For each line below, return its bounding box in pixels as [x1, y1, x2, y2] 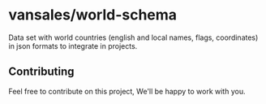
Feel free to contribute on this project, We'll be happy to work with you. [8, 86, 246, 96]
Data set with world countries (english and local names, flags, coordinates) [8, 32, 259, 42]
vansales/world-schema [8, 6, 177, 24]
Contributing [8, 65, 75, 79]
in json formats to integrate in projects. [8, 41, 138, 50]
